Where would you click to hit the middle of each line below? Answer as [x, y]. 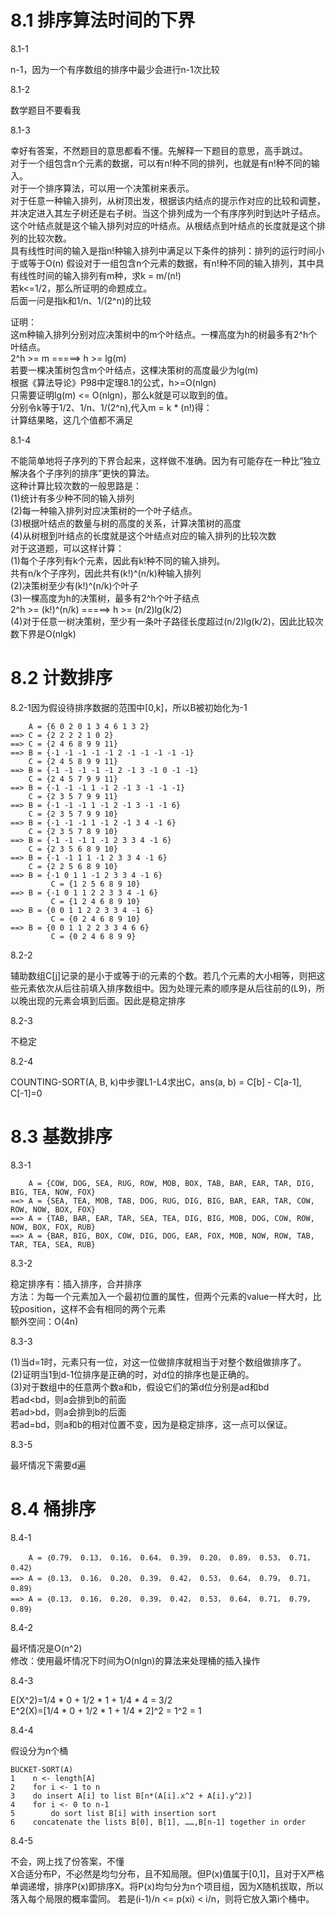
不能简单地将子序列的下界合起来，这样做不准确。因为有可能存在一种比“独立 [166, 460]
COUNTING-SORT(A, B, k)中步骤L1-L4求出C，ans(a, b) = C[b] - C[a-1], [156, 1082]
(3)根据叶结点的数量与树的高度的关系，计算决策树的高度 [126, 523]
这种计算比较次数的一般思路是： [76, 485]
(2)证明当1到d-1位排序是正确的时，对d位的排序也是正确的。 [132, 1374]
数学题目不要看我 [45, 110]
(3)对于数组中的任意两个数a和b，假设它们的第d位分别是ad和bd [140, 1387]
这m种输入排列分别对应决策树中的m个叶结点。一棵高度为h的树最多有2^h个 [164, 334]
